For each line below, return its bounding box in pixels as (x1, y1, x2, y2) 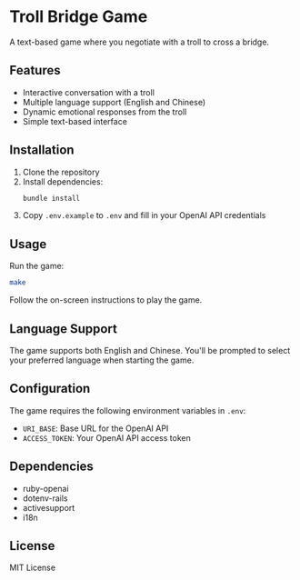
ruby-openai (22, 483, 70, 494)
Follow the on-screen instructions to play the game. (9, 295, 203, 305)
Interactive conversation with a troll (22, 86, 155, 97)
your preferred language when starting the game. (9, 355, 195, 365)
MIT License (9, 562, 56, 574)
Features (9, 63, 61, 78)
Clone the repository (22, 166, 100, 177)
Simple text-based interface (22, 115, 127, 126)
